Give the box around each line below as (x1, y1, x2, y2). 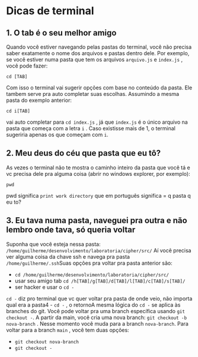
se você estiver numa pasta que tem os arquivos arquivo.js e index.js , (6, 56, 183, 63)
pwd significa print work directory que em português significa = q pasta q (6, 192, 191, 199)
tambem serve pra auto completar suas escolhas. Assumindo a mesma (6, 91, 180, 97)
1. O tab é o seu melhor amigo (6, 28, 117, 38)
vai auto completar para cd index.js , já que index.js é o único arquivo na (6, 118, 188, 126)
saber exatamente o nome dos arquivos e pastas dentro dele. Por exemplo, (6, 50, 190, 57)
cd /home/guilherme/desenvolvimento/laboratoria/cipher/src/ (14, 272, 170, 278)
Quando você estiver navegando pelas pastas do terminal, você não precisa (6, 43, 192, 50)
